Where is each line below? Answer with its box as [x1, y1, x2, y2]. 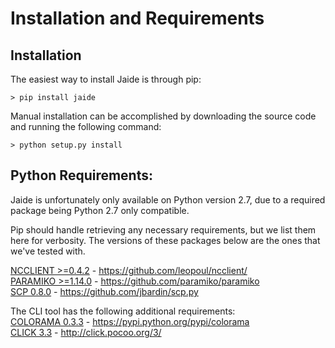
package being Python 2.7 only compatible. [10, 204, 190, 216]
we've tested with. [10, 245, 86, 257]
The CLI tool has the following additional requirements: [10, 305, 236, 317]
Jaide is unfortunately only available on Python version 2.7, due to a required [10, 193, 326, 206]
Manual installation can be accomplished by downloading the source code [10, 110, 317, 122]
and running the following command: [10, 121, 162, 132]
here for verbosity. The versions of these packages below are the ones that [10, 234, 321, 246]
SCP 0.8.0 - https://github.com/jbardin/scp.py [10, 285, 199, 297]
